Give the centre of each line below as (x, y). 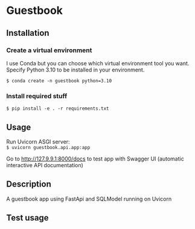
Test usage (28, 218)
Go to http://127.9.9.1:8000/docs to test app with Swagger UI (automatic (95, 159)
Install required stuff (37, 96)
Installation (28, 33)
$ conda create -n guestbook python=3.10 (59, 81)
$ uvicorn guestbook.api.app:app (48, 147)
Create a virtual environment (49, 50)
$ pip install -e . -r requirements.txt (58, 109)
